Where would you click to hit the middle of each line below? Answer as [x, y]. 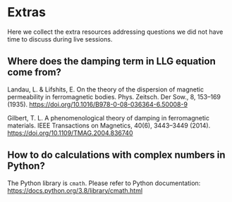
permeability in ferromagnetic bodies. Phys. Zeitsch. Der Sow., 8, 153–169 [114, 96]
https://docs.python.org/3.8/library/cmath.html [75, 190]
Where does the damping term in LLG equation [112, 62]
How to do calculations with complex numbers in [116, 155]
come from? [35, 72]
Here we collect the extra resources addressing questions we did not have [115, 32]
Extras [26, 12]
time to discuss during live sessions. [60, 39]
